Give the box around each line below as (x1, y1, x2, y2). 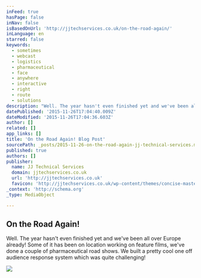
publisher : (6, 159, 33, 165)
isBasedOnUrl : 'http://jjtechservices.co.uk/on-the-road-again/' (6, 25, 172, 32)
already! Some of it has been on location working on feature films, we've (6, 241, 185, 248)
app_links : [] (6, 131, 42, 137)
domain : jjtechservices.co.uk (11, 169, 87, 176)
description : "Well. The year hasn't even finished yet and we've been (6, 103, 188, 109)
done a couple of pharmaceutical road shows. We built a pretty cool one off (6, 248, 193, 255)
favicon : (11, 181, 33, 187)
